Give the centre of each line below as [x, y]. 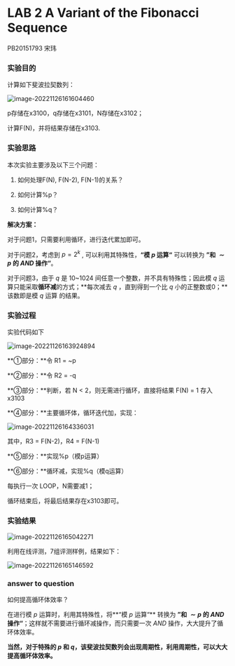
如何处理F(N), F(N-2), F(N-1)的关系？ [70, 180]
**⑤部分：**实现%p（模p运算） [55, 456]
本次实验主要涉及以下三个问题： [53, 165]
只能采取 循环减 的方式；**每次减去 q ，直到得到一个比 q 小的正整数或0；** [120, 287]
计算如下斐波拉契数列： [41, 85]
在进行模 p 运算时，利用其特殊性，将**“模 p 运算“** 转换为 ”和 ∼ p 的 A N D [116, 615]
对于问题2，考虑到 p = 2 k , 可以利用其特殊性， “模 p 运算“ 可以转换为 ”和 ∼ [116, 254]
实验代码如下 [26, 332]
